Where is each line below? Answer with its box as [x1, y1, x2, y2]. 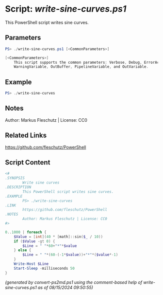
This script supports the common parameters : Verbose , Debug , [14, 60, 142, 65]
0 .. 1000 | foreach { [5, 230, 47, 235]
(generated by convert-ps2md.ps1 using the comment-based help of [5, 279, 142, 285]
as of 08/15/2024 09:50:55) [38, 284, 94, 290]
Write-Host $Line [14, 261, 49, 266]
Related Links [5, 131, 47, 140]
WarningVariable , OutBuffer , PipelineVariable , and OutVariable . [14, 64, 149, 69]
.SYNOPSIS [5, 176, 25, 181]
